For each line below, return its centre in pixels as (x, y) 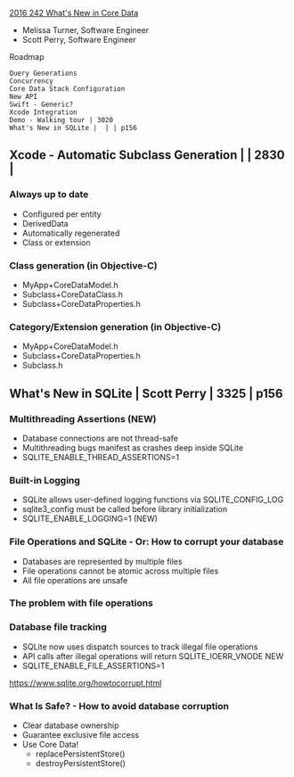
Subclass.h (42, 366)
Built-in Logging (45, 480)
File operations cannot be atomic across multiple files (120, 571)
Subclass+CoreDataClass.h (72, 294)
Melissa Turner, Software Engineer (86, 30)
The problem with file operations (82, 603)
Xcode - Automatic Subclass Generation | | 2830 (147, 155)
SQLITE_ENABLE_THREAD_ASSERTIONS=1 (101, 457)
